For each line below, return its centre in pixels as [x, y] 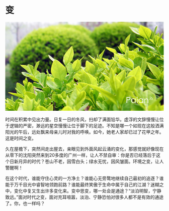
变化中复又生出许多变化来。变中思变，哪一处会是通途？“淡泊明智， [83, 190]
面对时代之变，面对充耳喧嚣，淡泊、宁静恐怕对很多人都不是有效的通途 [91, 197]
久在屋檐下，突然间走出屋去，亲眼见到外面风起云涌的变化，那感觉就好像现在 [84, 149]
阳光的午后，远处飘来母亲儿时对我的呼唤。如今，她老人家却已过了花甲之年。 [84, 132]
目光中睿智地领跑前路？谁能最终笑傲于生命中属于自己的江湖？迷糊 [91, 184]
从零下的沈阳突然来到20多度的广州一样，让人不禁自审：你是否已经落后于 [81, 155]
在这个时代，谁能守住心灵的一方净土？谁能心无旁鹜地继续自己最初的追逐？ [82, 178]
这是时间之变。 [21, 138]
